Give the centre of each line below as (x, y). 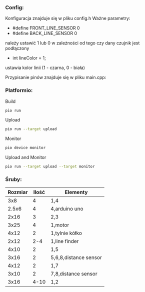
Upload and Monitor (26, 157)
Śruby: (13, 179)
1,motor (60, 225)
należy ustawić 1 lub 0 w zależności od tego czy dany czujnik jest (72, 43)
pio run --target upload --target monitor (50, 166)
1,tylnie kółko (66, 233)
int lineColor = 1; (29, 58)
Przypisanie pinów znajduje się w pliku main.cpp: (56, 77)
